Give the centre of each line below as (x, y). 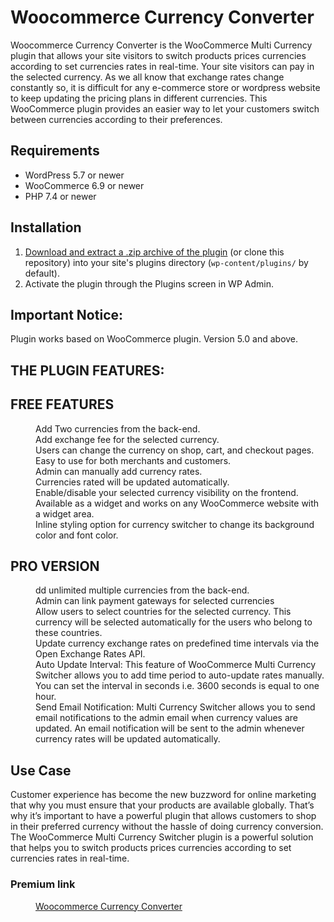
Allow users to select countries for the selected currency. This (163, 612)
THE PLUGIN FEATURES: (87, 370)
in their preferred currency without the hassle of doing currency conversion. (167, 827)
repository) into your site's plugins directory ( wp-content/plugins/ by (166, 262)
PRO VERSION (55, 566)
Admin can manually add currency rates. (119, 471)
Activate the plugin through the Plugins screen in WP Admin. (149, 283)
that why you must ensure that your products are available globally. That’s (162, 805)
